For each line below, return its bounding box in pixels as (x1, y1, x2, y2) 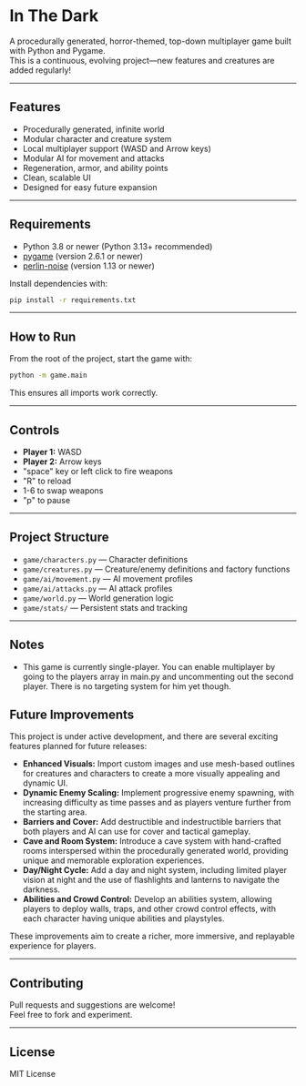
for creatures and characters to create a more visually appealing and (22, 768, 280, 779)
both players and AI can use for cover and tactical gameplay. (22, 826, 251, 837)
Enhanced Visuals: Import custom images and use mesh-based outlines (22, 758, 296, 769)
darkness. (22, 884, 61, 895)
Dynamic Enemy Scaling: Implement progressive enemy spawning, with (22, 787, 294, 798)
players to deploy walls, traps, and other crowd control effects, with (22, 903, 276, 915)
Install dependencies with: (9, 278, 108, 289)
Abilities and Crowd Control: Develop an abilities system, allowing (22, 894, 273, 905)
